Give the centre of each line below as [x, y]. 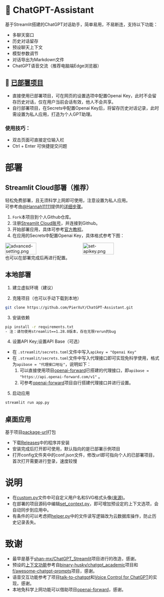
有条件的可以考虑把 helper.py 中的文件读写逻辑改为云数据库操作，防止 [82, 516]
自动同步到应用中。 [32, 510]
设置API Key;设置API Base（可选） [47, 341]
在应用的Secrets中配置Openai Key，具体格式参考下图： [68, 236]
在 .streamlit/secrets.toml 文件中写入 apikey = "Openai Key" [74, 352]
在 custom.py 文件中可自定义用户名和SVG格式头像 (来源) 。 [70, 498]
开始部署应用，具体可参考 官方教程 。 [49, 230]
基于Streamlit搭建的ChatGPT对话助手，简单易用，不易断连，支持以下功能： [82, 24]
